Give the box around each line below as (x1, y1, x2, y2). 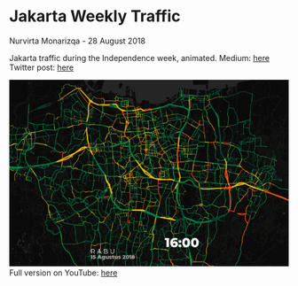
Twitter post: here (9, 62, 74, 73)
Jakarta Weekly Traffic (9, 6, 181, 27)
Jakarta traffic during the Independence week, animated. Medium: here (9, 52, 271, 63)
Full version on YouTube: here (9, 267, 118, 278)
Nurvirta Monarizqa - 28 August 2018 (9, 35, 146, 46)
